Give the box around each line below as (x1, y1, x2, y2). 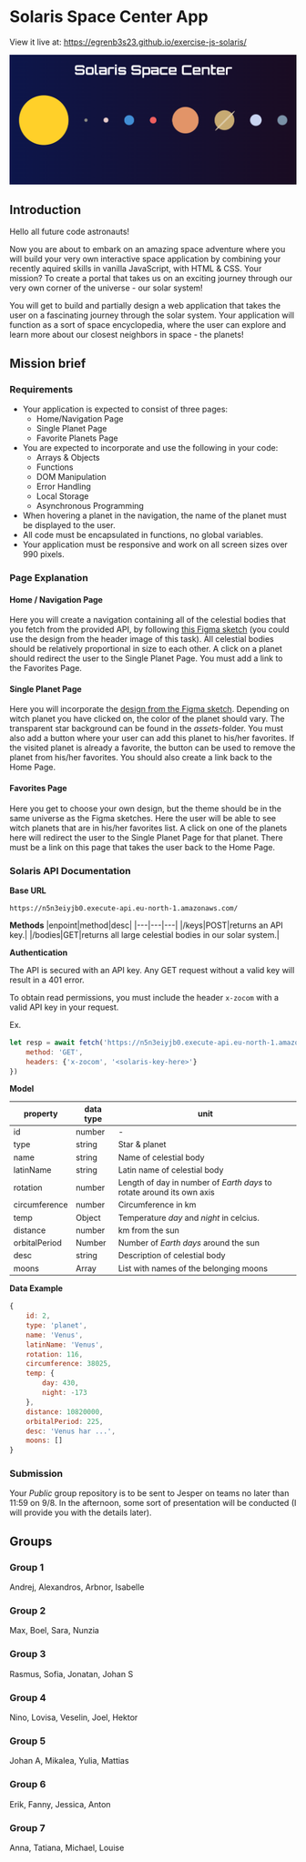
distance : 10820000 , (25, 1407, 104, 1417)
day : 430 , (42, 1379, 79, 1388)
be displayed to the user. (22, 520, 116, 531)
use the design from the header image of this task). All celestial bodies (9, 634, 275, 645)
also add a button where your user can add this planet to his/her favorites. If (9, 733, 295, 744)
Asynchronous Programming (36, 501, 144, 512)
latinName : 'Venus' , (25, 1340, 104, 1349)
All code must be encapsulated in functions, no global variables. (22, 530, 264, 541)
